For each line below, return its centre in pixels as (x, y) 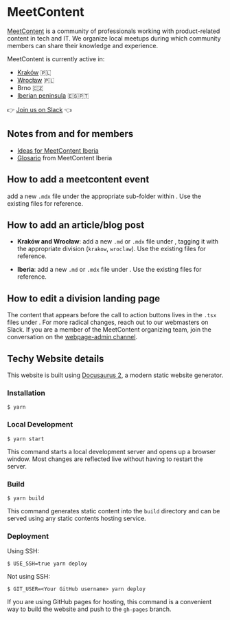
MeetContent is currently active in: (56, 58)
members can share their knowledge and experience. (83, 45)
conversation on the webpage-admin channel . (72, 337)
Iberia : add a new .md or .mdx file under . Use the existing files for (109, 270)
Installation (26, 393)
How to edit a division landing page (83, 298)
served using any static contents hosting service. (77, 518)
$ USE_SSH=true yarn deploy (47, 564)
